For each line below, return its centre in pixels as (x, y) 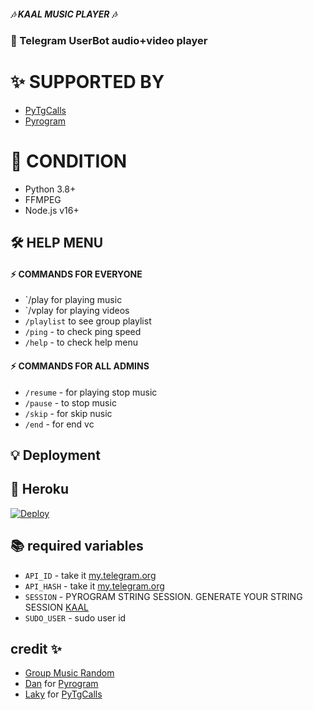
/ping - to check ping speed (83, 332)
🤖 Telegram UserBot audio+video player (109, 40)
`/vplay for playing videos (77, 311)
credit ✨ (36, 649)
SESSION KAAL (56, 607)
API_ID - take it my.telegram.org (90, 575)
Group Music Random (69, 673)
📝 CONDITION (69, 161)
